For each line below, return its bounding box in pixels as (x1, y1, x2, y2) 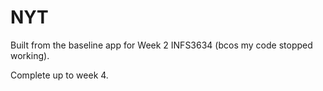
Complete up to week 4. (10, 69, 109, 81)
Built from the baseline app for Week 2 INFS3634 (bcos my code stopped (10, 39, 313, 51)
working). (10, 49, 50, 61)
